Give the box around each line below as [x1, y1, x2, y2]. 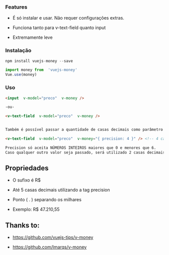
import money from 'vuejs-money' [5, 67, 78, 72]
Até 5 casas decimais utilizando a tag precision [12, 187, 110, 193]
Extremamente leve [12, 34, 53, 41]
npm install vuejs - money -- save [5, 58, 73, 63]
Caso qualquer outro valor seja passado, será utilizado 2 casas [5, 150, 145, 155]
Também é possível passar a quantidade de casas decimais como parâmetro [5, 127, 163, 132]
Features [5, 4, 28, 11]
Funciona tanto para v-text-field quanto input [12, 25, 106, 31]
